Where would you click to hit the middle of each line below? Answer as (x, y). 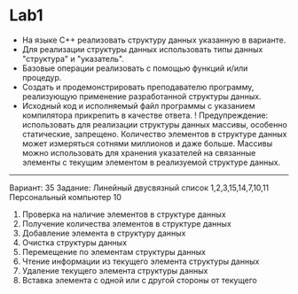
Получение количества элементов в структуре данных (127, 223)
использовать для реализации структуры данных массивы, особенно (155, 124)
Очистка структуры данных (74, 242)
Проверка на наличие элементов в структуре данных (124, 214)
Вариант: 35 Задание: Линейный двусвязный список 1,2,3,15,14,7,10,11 (139, 188)
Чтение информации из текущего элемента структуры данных (141, 261)
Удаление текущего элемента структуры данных (115, 270)
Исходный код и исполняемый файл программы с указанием (138, 105)
